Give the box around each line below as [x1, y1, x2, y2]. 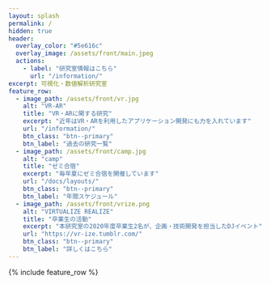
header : [8, 34, 35, 43]
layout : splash [8, 11, 60, 20]
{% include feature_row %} [8, 267, 99, 277]
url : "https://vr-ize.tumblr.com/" [23, 230, 143, 239]
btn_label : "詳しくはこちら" [23, 245, 112, 253]
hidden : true [8, 27, 53, 35]
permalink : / [8, 19, 53, 28]
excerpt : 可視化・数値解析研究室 [8, 79, 108, 87]
